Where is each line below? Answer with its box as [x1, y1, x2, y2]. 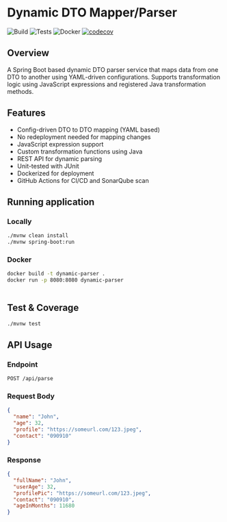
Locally [7, 216, 32, 226]
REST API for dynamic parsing [16, 154, 103, 162]
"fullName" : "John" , [13, 477, 72, 484]
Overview [7, 47, 50, 59]
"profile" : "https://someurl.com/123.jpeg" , [13, 426, 142, 433]
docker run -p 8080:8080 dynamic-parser [7, 277, 124, 284]
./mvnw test [7, 320, 41, 327]
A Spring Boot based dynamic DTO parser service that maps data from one [7, 65, 219, 73]
